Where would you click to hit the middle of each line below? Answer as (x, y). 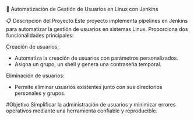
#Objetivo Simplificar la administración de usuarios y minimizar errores (91, 104)
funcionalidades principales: (40, 35)
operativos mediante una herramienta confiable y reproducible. (82, 111)
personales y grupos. (40, 93)
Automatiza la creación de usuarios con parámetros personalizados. (96, 58)
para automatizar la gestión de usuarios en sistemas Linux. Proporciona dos (97, 29)
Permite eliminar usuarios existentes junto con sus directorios (88, 87)
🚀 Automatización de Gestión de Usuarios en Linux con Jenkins (82, 9)
